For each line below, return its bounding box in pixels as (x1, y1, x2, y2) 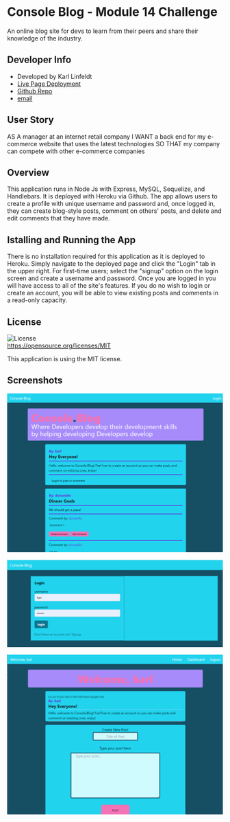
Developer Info (7, 54, 72, 66)
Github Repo (16, 87, 53, 95)
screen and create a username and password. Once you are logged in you (7, 274, 216, 282)
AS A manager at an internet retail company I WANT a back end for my (7, 132, 207, 141)
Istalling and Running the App (7, 234, 136, 246)
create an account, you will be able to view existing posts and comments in (7, 289, 219, 297)
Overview (7, 166, 50, 179)
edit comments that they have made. (7, 214, 111, 222)
